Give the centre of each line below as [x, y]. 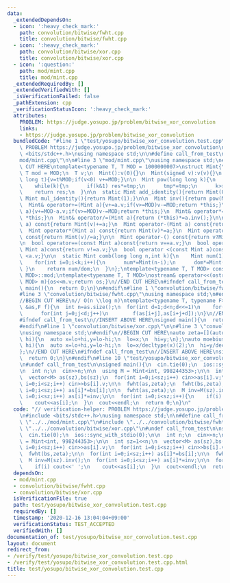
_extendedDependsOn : [42, 20]
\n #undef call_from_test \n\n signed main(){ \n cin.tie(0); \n [108, 365]
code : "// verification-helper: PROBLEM [72, 409]
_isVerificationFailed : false [56, 97]
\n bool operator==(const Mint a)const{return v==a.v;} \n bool [115, 243]
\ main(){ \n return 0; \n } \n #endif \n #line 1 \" [88, 288]
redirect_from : [29, 550]
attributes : [30, 115]
